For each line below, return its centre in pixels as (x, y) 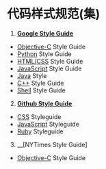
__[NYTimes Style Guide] (52, 144)
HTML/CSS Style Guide (50, 61)
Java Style (32, 75)
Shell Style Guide (41, 90)
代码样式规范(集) (54, 14)
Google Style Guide (45, 33)
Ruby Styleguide (40, 131)
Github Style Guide (44, 103)
